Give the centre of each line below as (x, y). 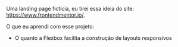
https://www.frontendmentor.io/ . (46, 15)
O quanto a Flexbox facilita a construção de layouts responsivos (93, 38)
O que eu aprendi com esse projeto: (50, 26)
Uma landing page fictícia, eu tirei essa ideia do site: (70, 9)
